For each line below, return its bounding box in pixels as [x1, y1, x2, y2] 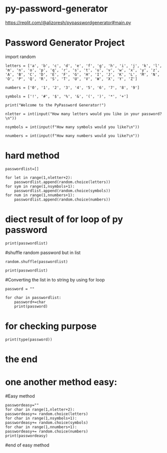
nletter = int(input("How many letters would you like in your [5, 111, 140, 116]
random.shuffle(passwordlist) [5, 259, 68, 264]
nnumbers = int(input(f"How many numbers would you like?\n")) [5, 133, 140, 138]
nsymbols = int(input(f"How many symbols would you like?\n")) [5, 124, 140, 129]
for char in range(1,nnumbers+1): [5, 424, 77, 429]
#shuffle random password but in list [5, 249, 81, 255]
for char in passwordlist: [5, 295, 61, 300]
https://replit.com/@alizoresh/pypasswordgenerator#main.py [5, 19, 131, 25]
